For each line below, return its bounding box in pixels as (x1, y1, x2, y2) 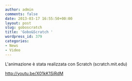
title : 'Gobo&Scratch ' (5, 30, 53, 34)
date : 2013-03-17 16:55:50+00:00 (5, 16, 73, 21)
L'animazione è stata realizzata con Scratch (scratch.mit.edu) (5, 61, 128, 67)
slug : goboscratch (5, 25, 42, 30)
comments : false (5, 12, 38, 16)
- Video (5, 48, 21, 52)
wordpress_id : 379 (5, 34, 42, 39)
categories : (5, 39, 29, 44)
